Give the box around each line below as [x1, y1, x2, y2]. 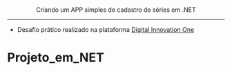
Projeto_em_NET [7, 50, 105, 66]
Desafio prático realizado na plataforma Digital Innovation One [17, 26, 195, 33]
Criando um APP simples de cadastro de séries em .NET [36, 6, 196, 14]
